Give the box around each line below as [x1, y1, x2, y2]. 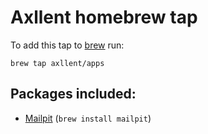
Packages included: [10, 86, 137, 103]
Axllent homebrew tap [10, 6, 198, 29]
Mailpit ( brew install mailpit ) [24, 112, 152, 124]
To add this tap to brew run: [10, 39, 125, 51]
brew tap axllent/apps [10, 58, 105, 68]
